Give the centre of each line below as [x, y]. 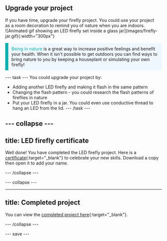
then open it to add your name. [37, 163]
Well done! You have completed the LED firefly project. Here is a [71, 153]
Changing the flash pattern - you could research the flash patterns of [83, 92]
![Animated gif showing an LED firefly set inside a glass [62, 31]
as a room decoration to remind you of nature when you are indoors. [75, 25]
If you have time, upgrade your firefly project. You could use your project [80, 20]
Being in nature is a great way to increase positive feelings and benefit [83, 49]
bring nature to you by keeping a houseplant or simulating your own [81, 59]
